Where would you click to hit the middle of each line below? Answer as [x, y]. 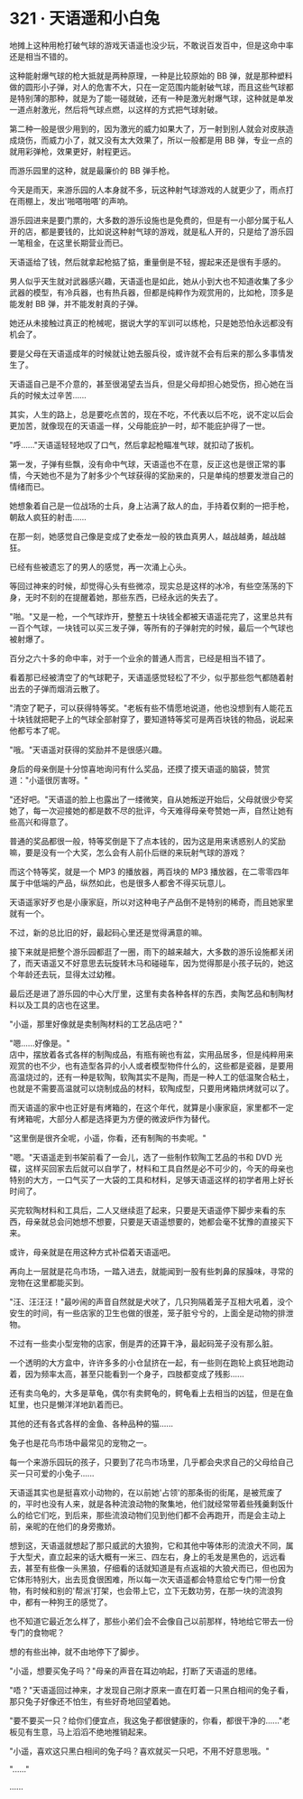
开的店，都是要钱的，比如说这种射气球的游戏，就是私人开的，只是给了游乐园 [151, 231]
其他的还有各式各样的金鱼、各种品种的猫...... [92, 1423]
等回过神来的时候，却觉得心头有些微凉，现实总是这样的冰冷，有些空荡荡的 [147, 586]
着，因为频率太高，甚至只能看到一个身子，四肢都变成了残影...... [127, 1374]
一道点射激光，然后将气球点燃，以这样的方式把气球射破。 [116, 109]
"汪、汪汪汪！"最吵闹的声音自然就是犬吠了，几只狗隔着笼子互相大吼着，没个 [151, 1301]
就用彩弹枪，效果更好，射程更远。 [73, 151]
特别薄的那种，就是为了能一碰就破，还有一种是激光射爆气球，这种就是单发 [155, 98]
